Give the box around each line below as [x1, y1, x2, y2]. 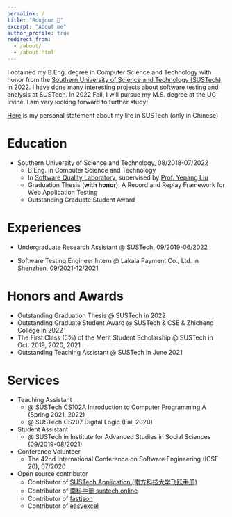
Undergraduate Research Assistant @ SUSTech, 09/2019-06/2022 [17, 243, 208, 251]
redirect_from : [7, 36, 51, 43]
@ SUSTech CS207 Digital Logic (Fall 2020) [27, 417, 153, 426]
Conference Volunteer [17, 447, 81, 456]
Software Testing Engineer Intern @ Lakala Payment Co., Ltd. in [17, 256, 199, 264]
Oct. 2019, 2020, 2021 [17, 340, 81, 349]
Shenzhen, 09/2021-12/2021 [17, 264, 99, 272]
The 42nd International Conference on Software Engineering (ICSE [27, 454, 219, 463]
